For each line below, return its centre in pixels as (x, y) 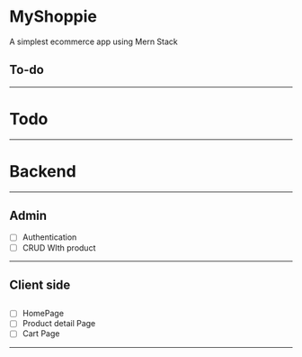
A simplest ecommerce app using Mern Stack (93, 41)
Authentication (49, 237)
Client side (40, 284)
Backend (43, 171)
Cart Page (41, 334)
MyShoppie (53, 17)
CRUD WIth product (59, 247)
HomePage (43, 314)
